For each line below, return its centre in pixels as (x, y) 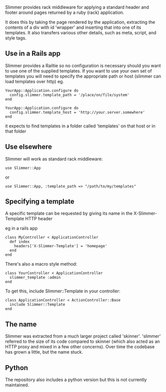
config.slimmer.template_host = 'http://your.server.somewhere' (77, 112)
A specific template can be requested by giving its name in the (69, 213)
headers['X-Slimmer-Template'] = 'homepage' (61, 246)
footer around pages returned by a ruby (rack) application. (65, 12)
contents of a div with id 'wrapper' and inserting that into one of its (73, 27)
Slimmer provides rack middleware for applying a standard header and (77, 7)
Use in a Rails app (33, 53)
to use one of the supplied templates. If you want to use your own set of (79, 71)
